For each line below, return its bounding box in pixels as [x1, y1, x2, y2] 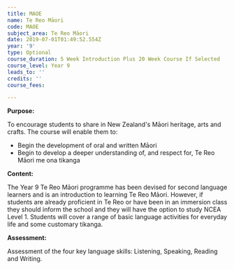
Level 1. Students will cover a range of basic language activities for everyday [7, 213, 228, 221]
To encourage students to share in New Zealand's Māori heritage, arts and [7, 120, 221, 129]
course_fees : [7, 82, 45, 89]
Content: [7, 170, 34, 178]
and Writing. [7, 255, 43, 263]
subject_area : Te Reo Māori [7, 29, 89, 37]
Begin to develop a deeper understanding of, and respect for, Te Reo [17, 149, 215, 157]
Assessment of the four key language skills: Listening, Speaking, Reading [7, 247, 218, 255]
